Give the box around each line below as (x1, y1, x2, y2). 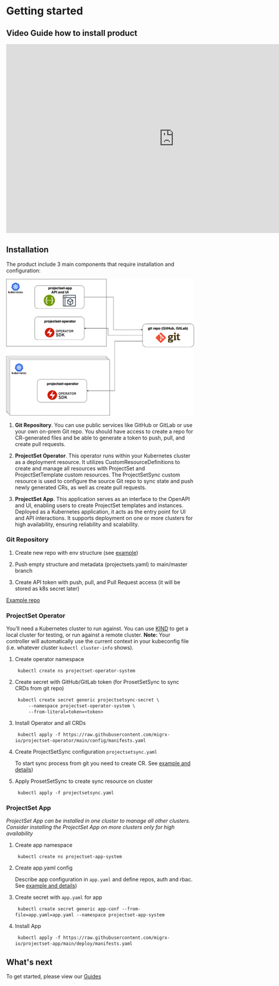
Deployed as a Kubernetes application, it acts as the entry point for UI (14, 508, 186, 515)
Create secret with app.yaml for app (14, 894, 103, 901)
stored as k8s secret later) (14, 585, 80, 592)
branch (14, 567, 33, 574)
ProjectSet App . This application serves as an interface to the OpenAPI (14, 495, 190, 502)
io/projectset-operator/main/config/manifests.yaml (14, 738, 146, 744)
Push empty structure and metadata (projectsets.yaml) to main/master (14, 560, 188, 568)
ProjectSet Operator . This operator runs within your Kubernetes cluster (14, 452, 191, 459)
